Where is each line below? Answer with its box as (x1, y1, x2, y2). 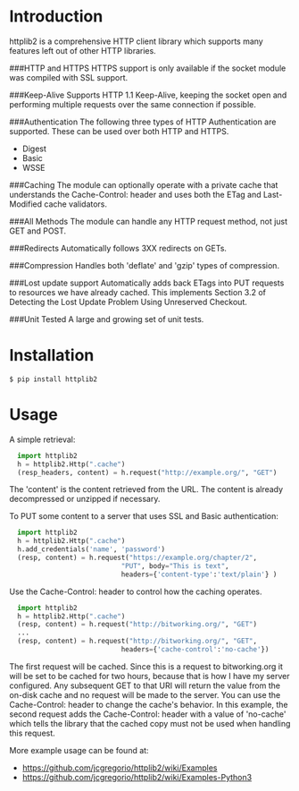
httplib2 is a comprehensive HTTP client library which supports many (9, 36, 263, 47)
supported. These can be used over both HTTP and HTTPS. (9, 125, 229, 136)
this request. (9, 727, 55, 738)
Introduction (9, 6, 104, 27)
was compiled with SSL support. (9, 72, 129, 82)
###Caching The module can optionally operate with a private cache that (9, 179, 278, 190)
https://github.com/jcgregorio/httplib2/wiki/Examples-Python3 (21, 771, 253, 782)
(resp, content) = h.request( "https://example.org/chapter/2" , (17, 553, 257, 563)
